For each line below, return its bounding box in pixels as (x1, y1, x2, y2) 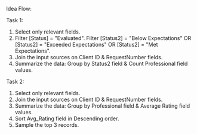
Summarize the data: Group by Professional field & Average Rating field (14, 102, 190, 109)
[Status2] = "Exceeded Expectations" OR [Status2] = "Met (14, 41, 158, 48)
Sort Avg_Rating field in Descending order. (14, 115, 119, 122)
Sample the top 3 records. (14, 121, 79, 128)
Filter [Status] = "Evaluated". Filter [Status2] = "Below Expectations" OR (14, 35, 192, 41)
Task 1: (6, 17, 23, 23)
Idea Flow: (6, 5, 32, 12)
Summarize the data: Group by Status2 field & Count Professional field (14, 60, 188, 67)
